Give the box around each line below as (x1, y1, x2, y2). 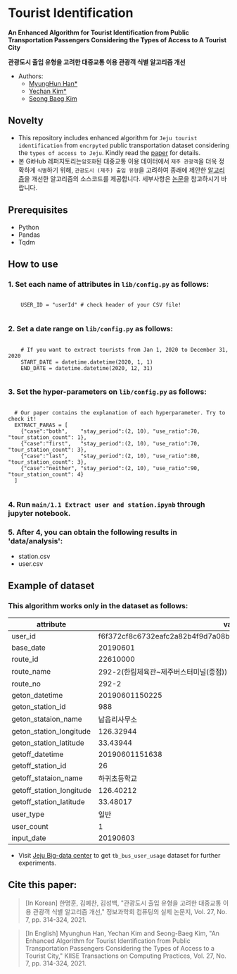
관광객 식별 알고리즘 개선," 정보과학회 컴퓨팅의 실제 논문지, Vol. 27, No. (32, 907, 227, 916)
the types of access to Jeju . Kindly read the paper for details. (18, 148, 201, 156)
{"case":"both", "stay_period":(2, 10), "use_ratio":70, (20, 428, 200, 435)
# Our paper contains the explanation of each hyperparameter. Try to (14, 409, 226, 417)
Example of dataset (8, 580, 95, 592)
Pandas (18, 230, 41, 239)
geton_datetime (11, 690, 63, 700)
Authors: (18, 72, 44, 80)
